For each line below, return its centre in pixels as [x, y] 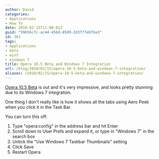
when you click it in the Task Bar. [38, 107]
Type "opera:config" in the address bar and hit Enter [65, 126]
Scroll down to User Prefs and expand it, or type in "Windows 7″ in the [83, 131]
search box [24, 136]
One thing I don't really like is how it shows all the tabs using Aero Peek [77, 102]
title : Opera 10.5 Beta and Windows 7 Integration [58, 64]
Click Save [23, 147]
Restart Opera [26, 152]
